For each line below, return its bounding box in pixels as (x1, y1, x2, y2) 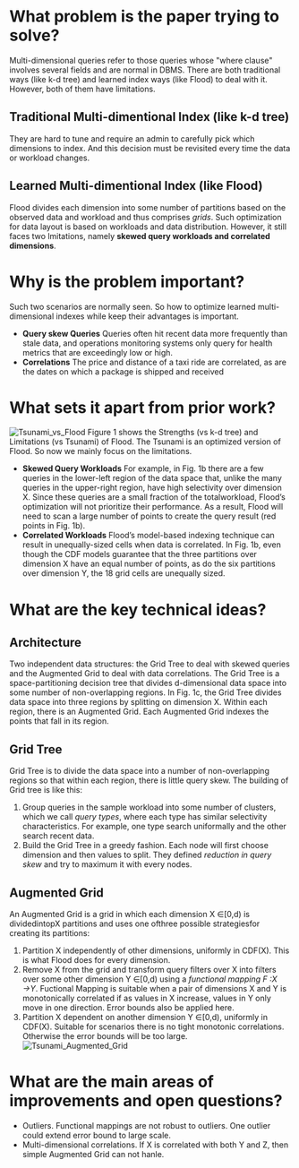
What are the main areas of (9, 1072, 215, 1092)
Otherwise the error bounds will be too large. (21, 1031, 188, 1042)
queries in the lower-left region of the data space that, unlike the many (21, 473, 282, 484)
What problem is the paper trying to (9, 6, 280, 27)
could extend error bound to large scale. (21, 1130, 172, 1140)
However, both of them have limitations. (9, 83, 156, 94)
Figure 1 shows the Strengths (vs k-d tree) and (87, 427, 259, 438)
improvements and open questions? (9, 1091, 283, 1112)
